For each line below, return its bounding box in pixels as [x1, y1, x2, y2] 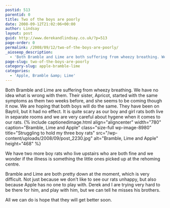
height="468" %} [5, 140, 41, 146]
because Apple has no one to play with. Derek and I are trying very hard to [5, 181, 160, 187]
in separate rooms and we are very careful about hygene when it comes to [5, 114, 161, 120]
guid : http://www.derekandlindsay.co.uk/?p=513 [5, 36, 108, 41]
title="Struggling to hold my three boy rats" [5, 130, 95, 136]
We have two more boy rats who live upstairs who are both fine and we [5, 150, 153, 157]
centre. [5, 161, 20, 167]
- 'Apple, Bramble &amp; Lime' [10, 73, 76, 78]
